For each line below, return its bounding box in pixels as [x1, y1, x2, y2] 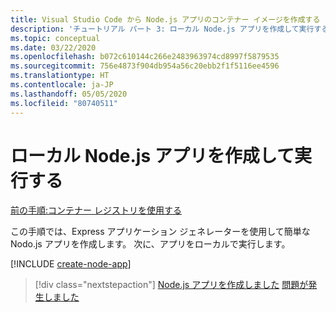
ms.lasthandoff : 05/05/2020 [10, 89, 128, 99]
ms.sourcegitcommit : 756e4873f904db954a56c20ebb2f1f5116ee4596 [10, 61, 280, 71]
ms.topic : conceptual [10, 33, 101, 43]
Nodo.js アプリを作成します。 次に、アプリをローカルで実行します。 [10, 238, 291, 250]
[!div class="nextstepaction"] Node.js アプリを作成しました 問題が [34, 279, 309, 291]
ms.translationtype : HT [10, 71, 110, 81]
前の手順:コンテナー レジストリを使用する [10, 204, 182, 216]
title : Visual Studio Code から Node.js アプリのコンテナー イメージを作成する [10, 14, 321, 25]
